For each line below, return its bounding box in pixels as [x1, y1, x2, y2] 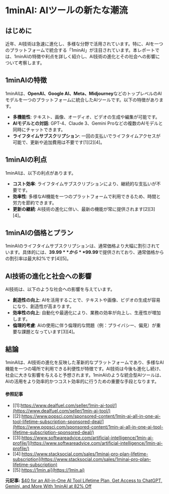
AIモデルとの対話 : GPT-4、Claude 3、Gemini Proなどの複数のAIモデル [12, 120, 159, 126]
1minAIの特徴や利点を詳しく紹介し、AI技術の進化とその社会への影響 [14, 54, 156, 59]
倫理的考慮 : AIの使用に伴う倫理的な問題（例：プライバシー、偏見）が [12, 322, 156, 328]
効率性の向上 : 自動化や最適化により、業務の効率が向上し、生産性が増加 [12, 310, 161, 316]
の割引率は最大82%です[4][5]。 [5, 255, 72, 261]
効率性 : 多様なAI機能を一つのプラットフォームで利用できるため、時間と [12, 193, 161, 199]
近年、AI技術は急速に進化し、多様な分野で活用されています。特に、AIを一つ [5, 41, 163, 47]
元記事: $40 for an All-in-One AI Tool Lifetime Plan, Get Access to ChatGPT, [5, 477, 162, 484]
